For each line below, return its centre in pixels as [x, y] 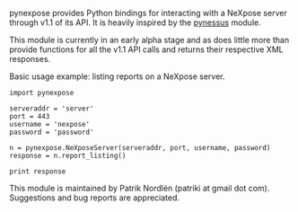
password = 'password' [52, 132]
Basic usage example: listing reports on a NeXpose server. [117, 76]
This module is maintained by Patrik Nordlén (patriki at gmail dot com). [140, 188]
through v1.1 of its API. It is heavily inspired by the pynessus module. [136, 22]
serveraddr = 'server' [52, 109]
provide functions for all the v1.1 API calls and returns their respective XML [147, 49]
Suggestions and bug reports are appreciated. [95, 198]
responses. [30, 59]
